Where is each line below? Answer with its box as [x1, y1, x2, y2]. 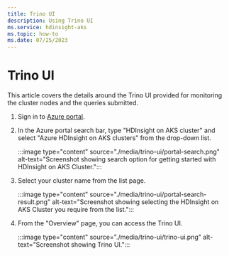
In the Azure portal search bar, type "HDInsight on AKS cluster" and [17, 126, 216, 135]
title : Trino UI [7, 10, 55, 18]
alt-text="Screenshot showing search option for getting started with [17, 155, 216, 164]
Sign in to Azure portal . [17, 112, 85, 121]
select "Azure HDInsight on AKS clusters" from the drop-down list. [17, 134, 211, 142]
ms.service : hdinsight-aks [7, 23, 87, 31]
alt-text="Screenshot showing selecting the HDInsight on [52, 198, 219, 206]
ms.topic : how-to [7, 30, 59, 38]
